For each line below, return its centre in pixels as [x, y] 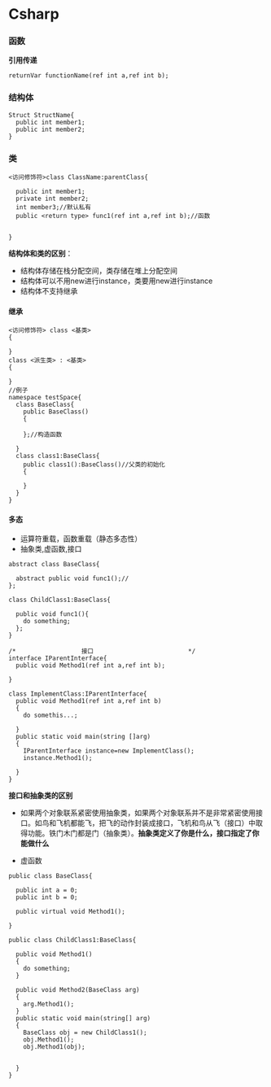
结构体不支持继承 [49, 291]
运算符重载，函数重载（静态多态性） [81, 539]
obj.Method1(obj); [54, 1047]
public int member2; [50, 129]
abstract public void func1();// [72, 578]
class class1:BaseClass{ [58, 456]
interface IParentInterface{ [58, 659]
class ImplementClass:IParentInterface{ [78, 694]
